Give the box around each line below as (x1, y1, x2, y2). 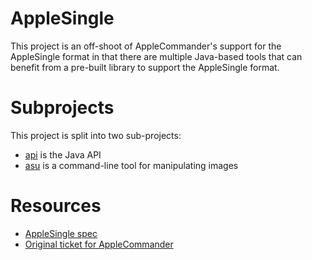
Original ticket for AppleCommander (24, 238, 174, 250)
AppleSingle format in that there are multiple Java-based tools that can (10, 50, 303, 62)
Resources (10, 195, 102, 217)
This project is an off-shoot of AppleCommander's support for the (10, 40, 282, 52)
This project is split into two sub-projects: (10, 129, 182, 141)
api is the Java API (24, 148, 102, 161)
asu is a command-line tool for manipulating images (24, 159, 239, 171)
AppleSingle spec (24, 227, 98, 239)
